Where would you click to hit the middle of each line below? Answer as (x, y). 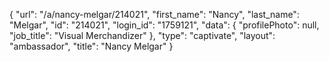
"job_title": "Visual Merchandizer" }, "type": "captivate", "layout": (142, 35)
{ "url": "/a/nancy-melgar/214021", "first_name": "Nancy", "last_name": (154, 14)
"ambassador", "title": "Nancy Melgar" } (91, 46)
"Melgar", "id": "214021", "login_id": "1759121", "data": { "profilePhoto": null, (164, 25)
